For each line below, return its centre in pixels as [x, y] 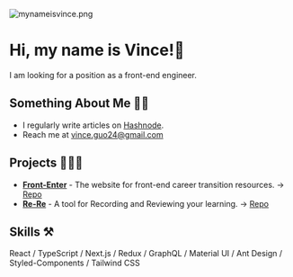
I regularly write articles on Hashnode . [93, 125]
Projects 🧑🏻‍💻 [46, 163]
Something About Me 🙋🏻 [80, 103]
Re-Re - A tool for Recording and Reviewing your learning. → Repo [146, 203]
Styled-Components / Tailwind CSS [75, 263]
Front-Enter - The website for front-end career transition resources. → [153, 184]
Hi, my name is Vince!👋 [97, 50]
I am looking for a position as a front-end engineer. [103, 75]
